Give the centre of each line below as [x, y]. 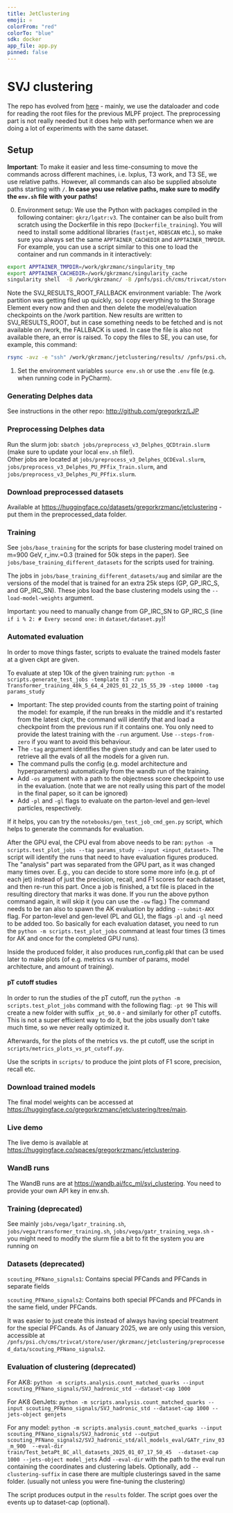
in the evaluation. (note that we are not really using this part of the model [121, 785]
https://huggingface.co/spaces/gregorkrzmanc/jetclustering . [94, 1150]
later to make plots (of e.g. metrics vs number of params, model [98, 959]
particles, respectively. [50, 808]
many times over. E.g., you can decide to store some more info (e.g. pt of [111, 872]
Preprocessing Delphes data [56, 430]
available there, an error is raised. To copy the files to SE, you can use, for [113, 337]
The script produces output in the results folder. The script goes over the [113, 1494]
